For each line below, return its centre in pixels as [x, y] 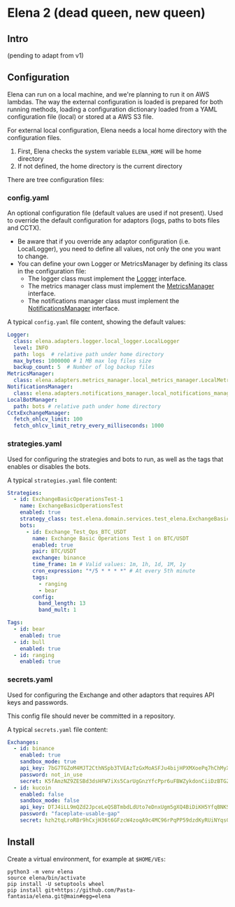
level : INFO [31, 348]
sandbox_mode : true [48, 762]
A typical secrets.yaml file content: [58, 729]
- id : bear [29, 629]
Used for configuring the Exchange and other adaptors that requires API [111, 695]
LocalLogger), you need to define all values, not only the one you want [119, 249]
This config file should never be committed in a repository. [91, 716]
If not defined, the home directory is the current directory [100, 166]
